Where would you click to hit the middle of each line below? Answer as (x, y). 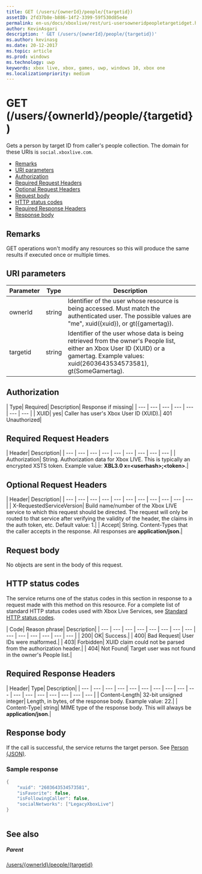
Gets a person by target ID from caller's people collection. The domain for (98, 146)
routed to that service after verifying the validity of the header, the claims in (100, 518)
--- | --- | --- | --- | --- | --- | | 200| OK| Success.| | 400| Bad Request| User (100, 635)
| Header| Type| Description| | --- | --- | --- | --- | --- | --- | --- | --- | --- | (97, 688)
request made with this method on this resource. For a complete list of (93, 605)
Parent (15, 849)
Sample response (32, 769)
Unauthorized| (24, 420)
